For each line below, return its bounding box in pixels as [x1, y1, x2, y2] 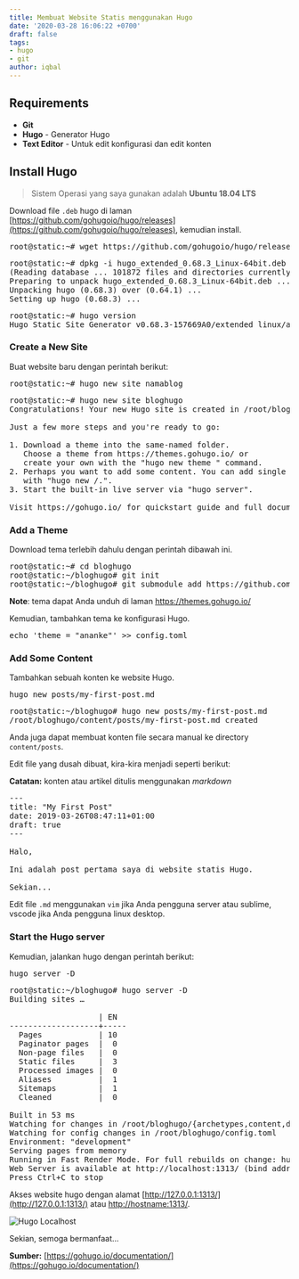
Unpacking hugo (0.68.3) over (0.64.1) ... [9, 284, 202, 295]
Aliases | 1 [18, 1074, 117, 1084]
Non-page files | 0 [18, 1047, 117, 1057]
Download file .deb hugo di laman [9, 205, 132, 216]
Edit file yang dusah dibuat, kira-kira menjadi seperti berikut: [9, 758, 231, 769]
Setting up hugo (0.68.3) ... [9, 293, 141, 304]
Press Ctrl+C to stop [9, 1172, 104, 1182]
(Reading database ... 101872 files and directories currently [9, 266, 291, 277]
